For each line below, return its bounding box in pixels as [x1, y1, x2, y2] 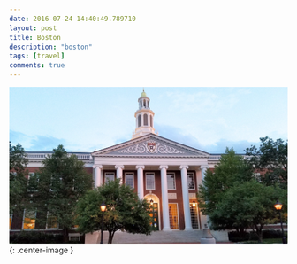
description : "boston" [9, 43, 93, 51]
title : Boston [9, 33, 62, 42]
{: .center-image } [9, 245, 74, 255]
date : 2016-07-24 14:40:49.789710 [9, 14, 137, 23]
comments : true [9, 61, 65, 70]
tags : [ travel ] [9, 51, 65, 61]
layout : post [9, 23, 57, 33]
